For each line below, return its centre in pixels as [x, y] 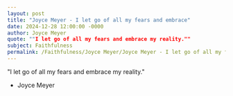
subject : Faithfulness [40, 46]
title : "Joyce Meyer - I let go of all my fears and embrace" [99, 20]
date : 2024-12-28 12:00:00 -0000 [55, 26]
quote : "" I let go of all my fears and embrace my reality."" [99, 39]
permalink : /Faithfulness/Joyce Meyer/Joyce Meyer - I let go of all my [114, 52]
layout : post [26, 13]
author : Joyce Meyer [37, 33]
